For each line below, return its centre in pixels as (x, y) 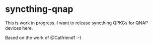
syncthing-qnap (39, 9)
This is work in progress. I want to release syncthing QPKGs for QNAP (76, 23)
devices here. (19, 28)
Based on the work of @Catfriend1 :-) (43, 38)
